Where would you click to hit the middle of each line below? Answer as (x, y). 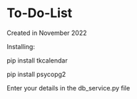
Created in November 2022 (47, 33)
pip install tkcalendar (37, 60)
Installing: (21, 46)
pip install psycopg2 (36, 74)
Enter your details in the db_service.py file (68, 88)
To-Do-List (40, 13)
